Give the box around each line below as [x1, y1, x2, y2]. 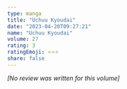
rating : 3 [7, 42, 36, 49]
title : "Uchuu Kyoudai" [7, 17, 76, 23]
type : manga [7, 10, 42, 17]
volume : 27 [7, 36, 39, 43]
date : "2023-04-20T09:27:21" [7, 23, 92, 30]
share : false [7, 55, 45, 62]
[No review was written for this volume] [7, 74, 120, 82]
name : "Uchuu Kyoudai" [7, 29, 73, 37]
